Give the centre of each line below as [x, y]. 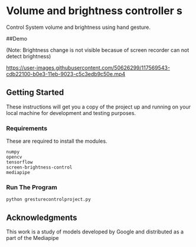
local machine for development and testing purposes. [71, 113]
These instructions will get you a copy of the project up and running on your [98, 107]
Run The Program [32, 187]
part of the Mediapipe [32, 238]
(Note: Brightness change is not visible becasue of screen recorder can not [98, 50]
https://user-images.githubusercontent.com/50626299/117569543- [88, 67]
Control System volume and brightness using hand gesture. [78, 27]
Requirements [27, 128]
